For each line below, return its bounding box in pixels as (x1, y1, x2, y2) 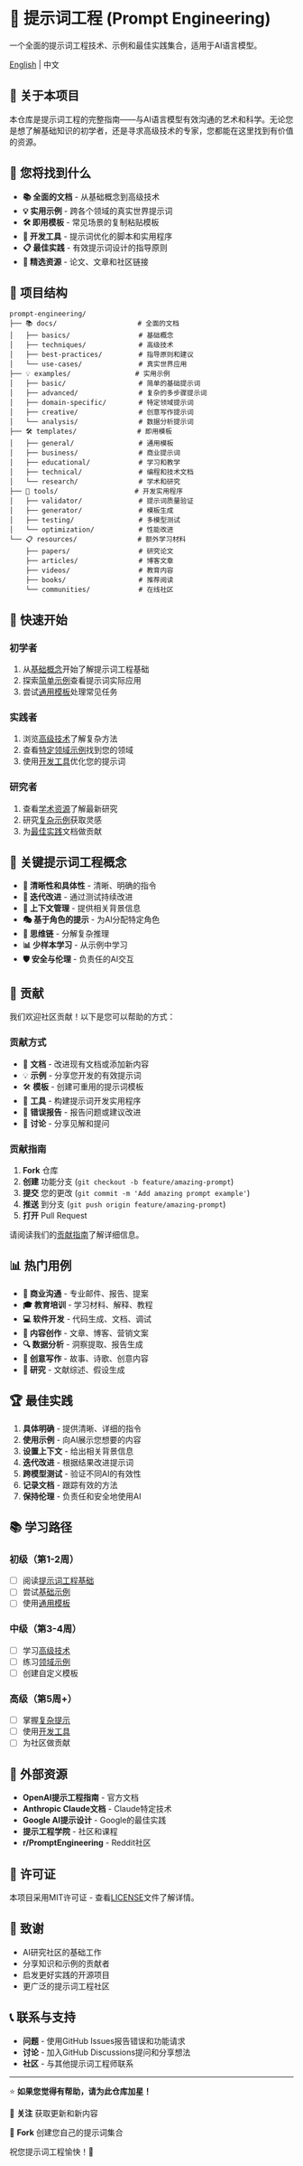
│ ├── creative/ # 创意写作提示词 (9, 408, 194, 417)
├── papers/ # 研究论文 (25, 547, 174, 556)
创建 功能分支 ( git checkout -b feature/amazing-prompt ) (22, 1176, 234, 1187)
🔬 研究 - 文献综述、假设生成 (22, 1364, 125, 1375)
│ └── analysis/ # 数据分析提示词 (9, 418, 194, 427)
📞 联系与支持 (9, 2010, 77, 2025)
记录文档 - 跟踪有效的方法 (22, 1479, 119, 1490)
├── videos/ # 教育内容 (25, 566, 174, 575)
